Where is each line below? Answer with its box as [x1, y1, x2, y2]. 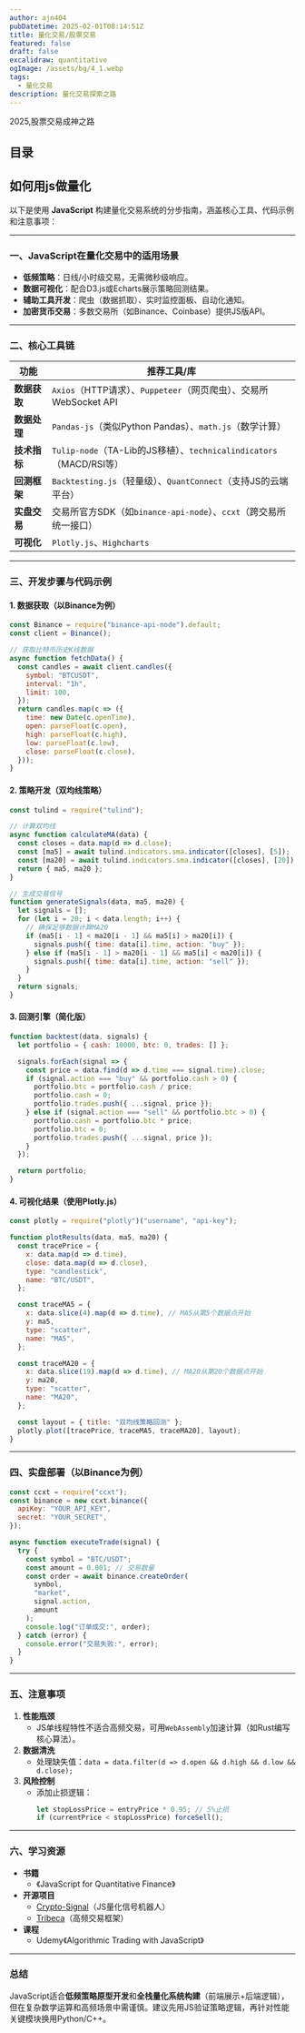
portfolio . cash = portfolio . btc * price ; [33, 1116, 193, 1125]
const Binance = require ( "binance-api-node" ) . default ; [9, 621, 221, 630]
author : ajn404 [9, 13, 67, 23]
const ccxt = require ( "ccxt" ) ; [9, 1487, 128, 1497]
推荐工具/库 [146, 365, 197, 378]
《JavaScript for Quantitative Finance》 [35, 1878, 176, 1889]
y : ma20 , [25, 1376, 59, 1385]
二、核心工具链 [9, 339, 75, 351]
